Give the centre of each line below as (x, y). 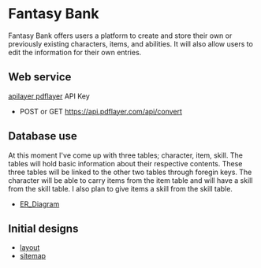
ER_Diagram (39, 204)
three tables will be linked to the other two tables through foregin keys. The (130, 172)
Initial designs (43, 228)
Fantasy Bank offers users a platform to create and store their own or (120, 35)
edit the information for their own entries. (75, 52)
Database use (43, 136)
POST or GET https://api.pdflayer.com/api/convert (101, 111)
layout (30, 248)
